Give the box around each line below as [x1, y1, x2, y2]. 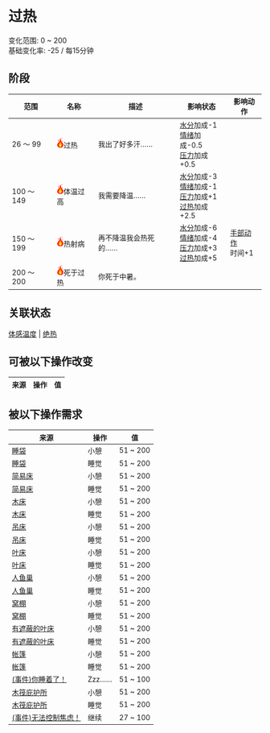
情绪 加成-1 [179, 181, 218, 191]
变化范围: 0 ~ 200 [8, 35, 67, 45]
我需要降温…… [97, 191, 146, 201]
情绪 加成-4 [179, 233, 218, 242]
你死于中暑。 [97, 271, 141, 282]
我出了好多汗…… [97, 139, 153, 149]
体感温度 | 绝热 [8, 329, 58, 338]
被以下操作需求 [8, 408, 83, 421]
